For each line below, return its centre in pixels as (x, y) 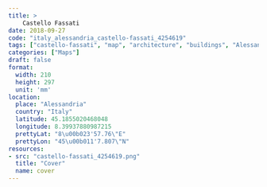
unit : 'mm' (33, 90)
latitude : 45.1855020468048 (62, 119)
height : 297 (35, 82)
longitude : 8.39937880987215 (64, 127)
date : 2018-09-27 (37, 30)
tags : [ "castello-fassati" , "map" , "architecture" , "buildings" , (118, 45)
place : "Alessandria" (51, 104)
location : (25, 97)
